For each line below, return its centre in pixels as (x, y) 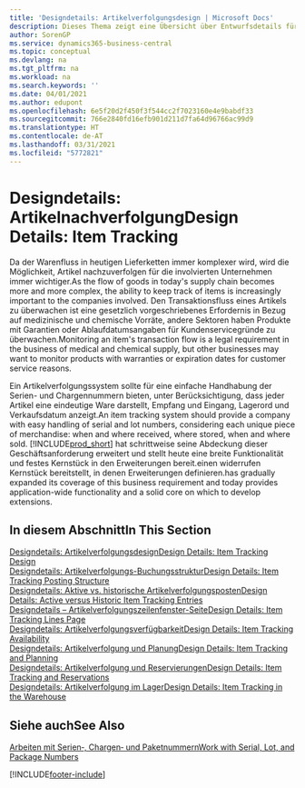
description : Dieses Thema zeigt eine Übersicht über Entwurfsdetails (146, 26)
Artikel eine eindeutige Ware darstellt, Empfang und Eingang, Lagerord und (149, 404)
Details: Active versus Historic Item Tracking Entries (106, 600)
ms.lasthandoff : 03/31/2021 (63, 145)
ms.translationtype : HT (54, 128)
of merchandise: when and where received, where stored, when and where (150, 434)
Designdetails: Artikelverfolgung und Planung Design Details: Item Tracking (149, 648)
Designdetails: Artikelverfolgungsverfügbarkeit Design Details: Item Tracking (152, 629)
